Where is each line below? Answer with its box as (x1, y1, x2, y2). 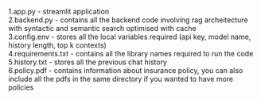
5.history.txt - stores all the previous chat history (8, 57, 167, 67)
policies (8, 83, 34, 92)
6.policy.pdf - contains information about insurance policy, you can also (8, 66, 243, 75)
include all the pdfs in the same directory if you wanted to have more (8, 75, 234, 83)
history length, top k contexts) (8, 40, 107, 50)
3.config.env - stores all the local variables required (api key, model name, (8, 32, 251, 41)
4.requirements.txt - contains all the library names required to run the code (8, 49, 254, 58)
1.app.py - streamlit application (8, 7, 110, 16)
